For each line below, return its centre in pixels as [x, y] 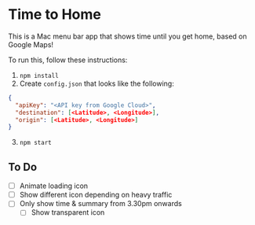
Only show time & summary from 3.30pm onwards [100, 204]
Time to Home [55, 15]
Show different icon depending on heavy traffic [96, 195]
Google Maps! [31, 44]
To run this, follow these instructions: [68, 60]
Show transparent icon [68, 212]
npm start [36, 143]
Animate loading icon [54, 186]
